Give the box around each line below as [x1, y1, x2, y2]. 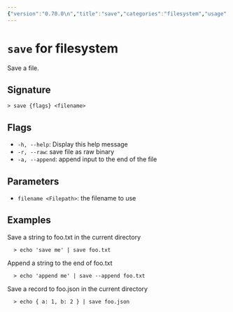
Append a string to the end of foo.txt [7, 259, 113, 267]
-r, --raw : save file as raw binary [17, 148, 115, 156]
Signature [7, 83, 51, 95]
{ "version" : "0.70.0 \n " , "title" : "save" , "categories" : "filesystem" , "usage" [7, 10, 227, 18]
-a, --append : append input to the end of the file [17, 155, 157, 163]
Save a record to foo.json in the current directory [7, 285, 148, 293]
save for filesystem [7, 40, 119, 56]
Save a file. [7, 64, 40, 72]
